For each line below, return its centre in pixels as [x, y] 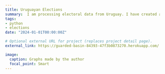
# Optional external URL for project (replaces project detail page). [79, 41]
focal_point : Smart [29, 64]
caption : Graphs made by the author [47, 59]
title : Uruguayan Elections [34, 10]
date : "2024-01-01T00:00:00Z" [36, 32]
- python [14, 23]
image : [12, 54]
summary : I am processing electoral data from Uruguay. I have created [81, 14]
